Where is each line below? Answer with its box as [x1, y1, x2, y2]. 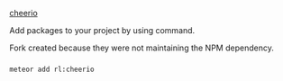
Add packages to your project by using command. [9, 25, 196, 35]
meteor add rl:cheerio [9, 65, 95, 74]
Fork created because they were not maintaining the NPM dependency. [9, 42, 275, 53]
